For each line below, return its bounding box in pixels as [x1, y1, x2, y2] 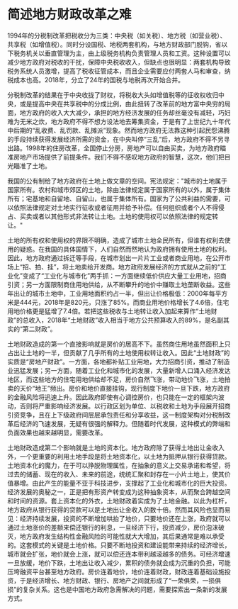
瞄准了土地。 [13, 161, 51, 170]
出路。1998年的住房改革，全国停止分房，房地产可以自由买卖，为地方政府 [7, 143, 220, 152]
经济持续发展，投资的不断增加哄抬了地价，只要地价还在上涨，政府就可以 [19, 514, 231, 523]
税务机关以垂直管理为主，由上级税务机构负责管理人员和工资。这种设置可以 [13, 49, 231, 57]
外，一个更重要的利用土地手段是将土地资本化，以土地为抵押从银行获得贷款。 [7, 452, 231, 461]
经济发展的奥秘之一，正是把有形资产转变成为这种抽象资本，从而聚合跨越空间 [7, 487, 231, 496]
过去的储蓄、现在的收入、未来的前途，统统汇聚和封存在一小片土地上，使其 [7, 469, 225, 479]
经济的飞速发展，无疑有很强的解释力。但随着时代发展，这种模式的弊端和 [19, 419, 231, 428]
